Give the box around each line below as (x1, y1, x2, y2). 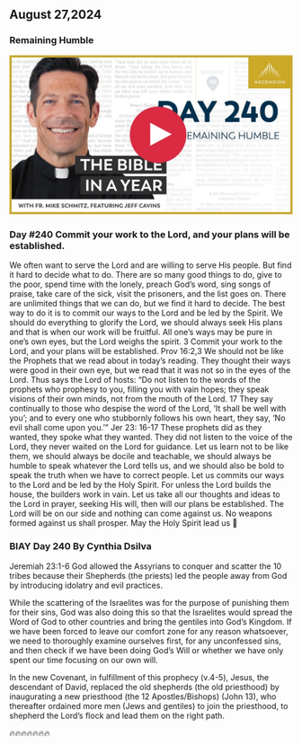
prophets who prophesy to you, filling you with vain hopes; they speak (9, 384, 270, 395)
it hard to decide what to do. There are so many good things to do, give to (9, 270, 282, 280)
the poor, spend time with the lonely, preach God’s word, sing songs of (9, 279, 271, 290)
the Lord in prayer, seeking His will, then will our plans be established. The (9, 499, 285, 510)
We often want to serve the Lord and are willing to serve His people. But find (9, 260, 292, 271)
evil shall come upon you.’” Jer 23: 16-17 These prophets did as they (9, 422, 262, 433)
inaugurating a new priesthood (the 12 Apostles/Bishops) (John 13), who (9, 691, 277, 702)
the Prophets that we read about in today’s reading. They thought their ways (9, 355, 291, 367)
